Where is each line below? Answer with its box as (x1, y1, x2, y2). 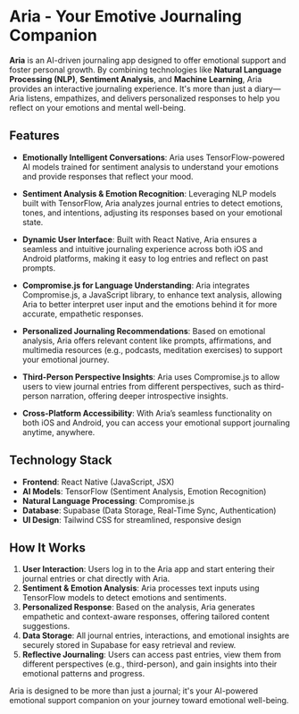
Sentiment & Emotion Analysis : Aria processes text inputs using (21, 583, 261, 593)
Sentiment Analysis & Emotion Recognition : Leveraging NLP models (21, 188, 277, 198)
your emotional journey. (21, 354, 110, 365)
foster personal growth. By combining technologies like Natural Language (9, 64, 282, 75)
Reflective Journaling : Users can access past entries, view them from (21, 650, 282, 660)
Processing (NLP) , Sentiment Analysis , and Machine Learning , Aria (9, 73, 262, 84)
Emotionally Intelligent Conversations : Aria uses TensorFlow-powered (21, 152, 286, 163)
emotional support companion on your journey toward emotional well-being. (9, 695, 289, 706)
